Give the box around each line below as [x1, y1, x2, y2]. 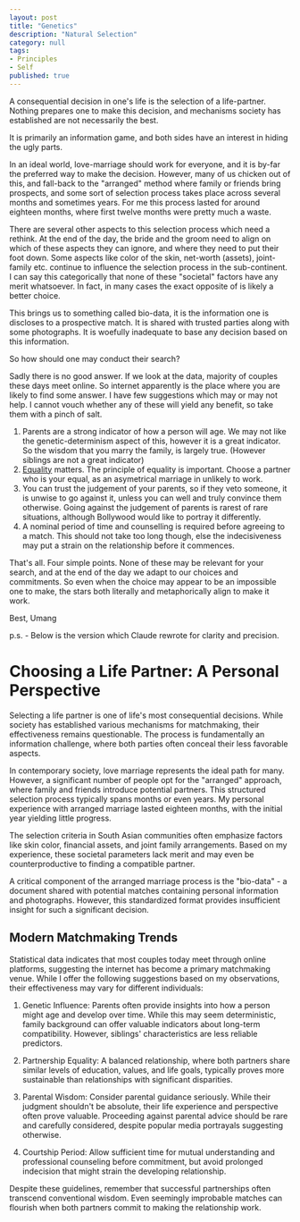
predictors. [21, 1038, 63, 1049]
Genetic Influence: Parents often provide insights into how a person [21, 999, 271, 1010]
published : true [9, 72, 70, 80]
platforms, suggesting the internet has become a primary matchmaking [9, 963, 271, 974]
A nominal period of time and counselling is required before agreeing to [21, 520, 286, 532]
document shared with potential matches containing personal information [9, 885, 279, 896]
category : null [9, 38, 66, 47]
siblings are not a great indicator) [21, 454, 145, 465]
